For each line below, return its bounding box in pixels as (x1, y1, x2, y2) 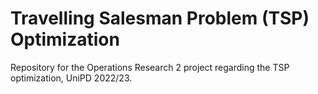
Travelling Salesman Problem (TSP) (10, 7, 310, 30)
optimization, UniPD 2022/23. (10, 72, 133, 84)
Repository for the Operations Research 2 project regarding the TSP (10, 61, 290, 73)
